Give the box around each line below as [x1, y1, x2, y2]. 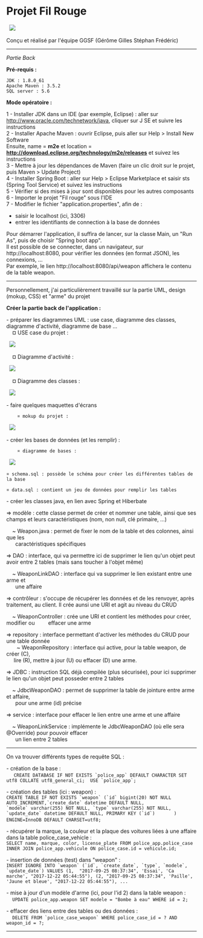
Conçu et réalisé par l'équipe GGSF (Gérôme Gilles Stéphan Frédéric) [6, 36, 179, 44]
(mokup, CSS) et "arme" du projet [6, 292, 91, 300]
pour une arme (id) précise [14, 699, 82, 706]
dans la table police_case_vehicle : [6, 833, 92, 841]
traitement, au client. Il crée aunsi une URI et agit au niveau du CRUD [6, 601, 177, 608]
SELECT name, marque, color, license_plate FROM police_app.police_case [6, 840, 193, 846]
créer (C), [6, 650, 31, 657]
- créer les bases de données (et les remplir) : [6, 436, 120, 443]
